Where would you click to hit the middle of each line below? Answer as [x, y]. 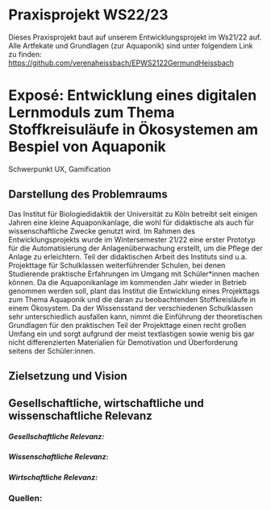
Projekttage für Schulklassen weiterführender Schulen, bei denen [117, 265]
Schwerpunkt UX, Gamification [60, 169]
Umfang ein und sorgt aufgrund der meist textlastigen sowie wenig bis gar [131, 334]
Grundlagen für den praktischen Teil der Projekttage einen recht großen [127, 325]
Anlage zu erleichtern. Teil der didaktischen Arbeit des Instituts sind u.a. [128, 256]
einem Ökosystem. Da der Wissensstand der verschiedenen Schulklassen [131, 308]
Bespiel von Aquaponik [88, 147]
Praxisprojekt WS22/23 [88, 15]
